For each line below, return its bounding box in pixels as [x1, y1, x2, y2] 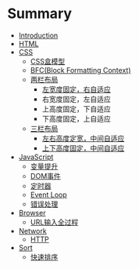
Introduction [18, 31, 59, 40]
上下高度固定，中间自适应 [41, 143, 125, 153]
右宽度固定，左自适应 [41, 94, 111, 104]
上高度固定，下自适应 [41, 104, 111, 114]
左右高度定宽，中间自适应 [41, 133, 125, 143]
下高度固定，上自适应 [41, 114, 111, 123]
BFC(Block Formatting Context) [30, 65, 131, 75]
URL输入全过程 [30, 217, 79, 227]
